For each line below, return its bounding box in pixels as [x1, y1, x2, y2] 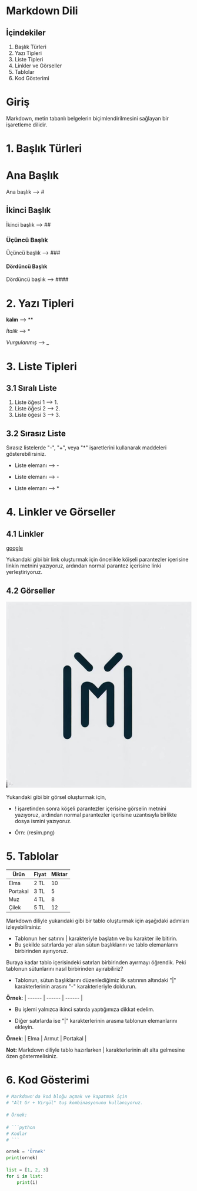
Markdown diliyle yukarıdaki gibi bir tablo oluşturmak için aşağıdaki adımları [6, 917, 189, 924]
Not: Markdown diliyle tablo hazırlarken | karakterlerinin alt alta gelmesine [6, 1046, 185, 1053]
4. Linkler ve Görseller [6, 505, 116, 519]
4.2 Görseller [6, 586, 55, 596]
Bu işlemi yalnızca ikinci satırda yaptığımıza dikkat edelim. [14, 1006, 155, 1013]
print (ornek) [6, 1154, 38, 1161]
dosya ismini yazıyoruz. [14, 817, 72, 824]
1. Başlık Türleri [6, 142, 82, 155]
